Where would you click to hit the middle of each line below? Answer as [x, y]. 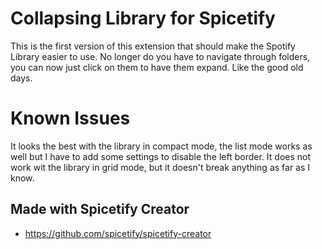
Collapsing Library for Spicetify [143, 18]
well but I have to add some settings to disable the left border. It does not [161, 156]
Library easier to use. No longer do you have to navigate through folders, [160, 56]
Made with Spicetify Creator [100, 209]
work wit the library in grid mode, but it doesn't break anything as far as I [160, 167]
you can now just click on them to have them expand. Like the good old [157, 67]
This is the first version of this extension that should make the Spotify [153, 46]
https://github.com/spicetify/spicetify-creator [118, 233]
